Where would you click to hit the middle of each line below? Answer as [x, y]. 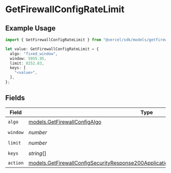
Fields [15, 98]
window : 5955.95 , [28, 59]
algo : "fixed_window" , [34, 54]
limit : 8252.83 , [27, 63]
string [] [38, 154]
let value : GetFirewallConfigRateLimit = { [52, 49]
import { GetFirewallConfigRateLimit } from [53, 40]
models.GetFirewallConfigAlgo [65, 122]
